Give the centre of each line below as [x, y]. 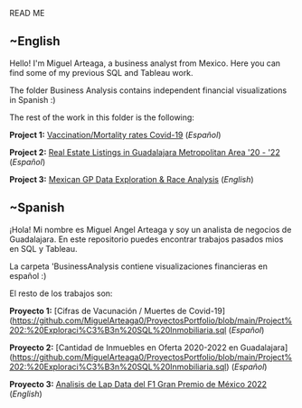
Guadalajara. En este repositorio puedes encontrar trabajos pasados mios [146, 239]
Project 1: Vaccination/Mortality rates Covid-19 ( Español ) [115, 134]
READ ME [27, 13]
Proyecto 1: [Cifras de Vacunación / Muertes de [98, 311]
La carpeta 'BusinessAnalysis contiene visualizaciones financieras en [139, 266]
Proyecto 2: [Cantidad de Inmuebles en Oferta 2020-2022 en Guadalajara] [149, 348]
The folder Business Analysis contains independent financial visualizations [148, 90]
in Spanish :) [33, 99]
